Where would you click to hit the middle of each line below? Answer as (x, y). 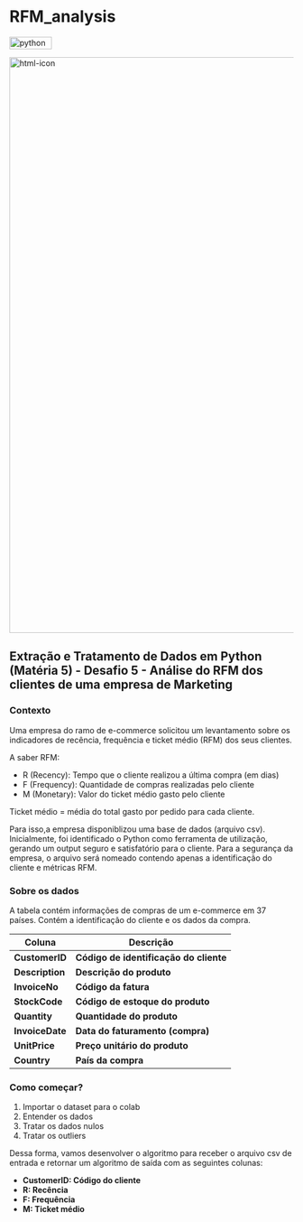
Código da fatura (112, 986)
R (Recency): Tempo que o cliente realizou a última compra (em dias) (151, 775)
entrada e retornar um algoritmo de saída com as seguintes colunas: (136, 1163)
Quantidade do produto (127, 1016)
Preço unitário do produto (132, 1045)
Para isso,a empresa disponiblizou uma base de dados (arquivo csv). (138, 829)
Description (40, 972)
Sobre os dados (44, 891)
